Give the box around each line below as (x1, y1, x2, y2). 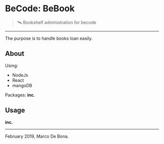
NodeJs (12, 72, 28, 78)
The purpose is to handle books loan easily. (5, 35, 93, 41)
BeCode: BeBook (5, 3, 75, 14)
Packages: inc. (5, 92, 35, 98)
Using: (5, 62, 19, 69)
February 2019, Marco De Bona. (5, 133, 69, 139)
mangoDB (12, 82, 33, 88)
